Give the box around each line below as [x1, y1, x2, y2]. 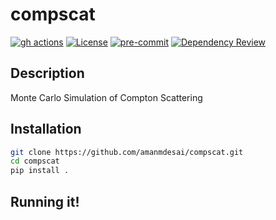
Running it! [10, 193, 80, 210]
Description [10, 65, 85, 82]
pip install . [10, 166, 70, 176]
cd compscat [10, 156, 60, 167]
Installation [10, 121, 82, 138]
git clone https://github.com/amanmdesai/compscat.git [10, 147, 244, 157]
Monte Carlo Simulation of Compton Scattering [10, 91, 203, 103]
